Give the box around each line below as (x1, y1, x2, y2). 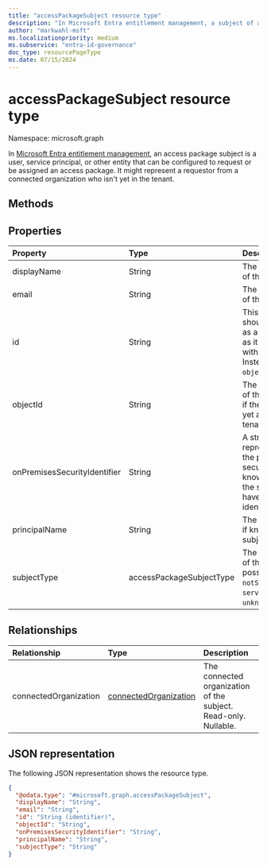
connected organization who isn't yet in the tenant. (8, 174, 175, 184)
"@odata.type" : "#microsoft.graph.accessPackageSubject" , (15, 791, 212, 799)
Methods (8, 197, 54, 211)
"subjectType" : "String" (15, 843, 98, 851)
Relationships (8, 624, 78, 637)
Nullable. (203, 720, 237, 731)
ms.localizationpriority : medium (8, 33, 119, 42)
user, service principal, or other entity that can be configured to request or (8, 157, 252, 167)
